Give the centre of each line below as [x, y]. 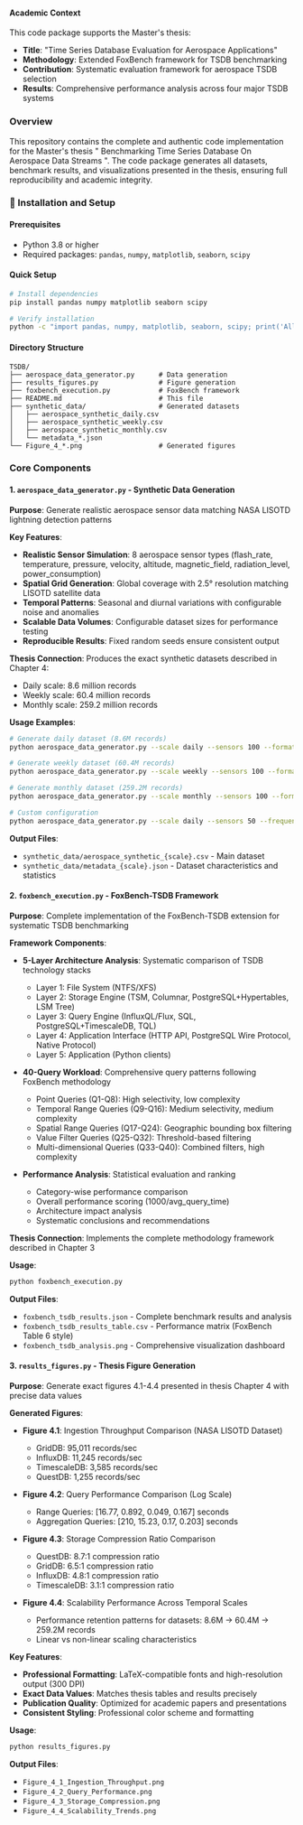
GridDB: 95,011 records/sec [87, 1448]
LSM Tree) [55, 1006]
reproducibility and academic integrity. [81, 180]
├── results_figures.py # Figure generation [123, 382]
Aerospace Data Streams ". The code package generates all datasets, [138, 160]
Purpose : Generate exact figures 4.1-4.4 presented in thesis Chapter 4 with [149, 1385]
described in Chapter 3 [52, 1247]
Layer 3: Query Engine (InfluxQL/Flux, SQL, [116, 1016]
